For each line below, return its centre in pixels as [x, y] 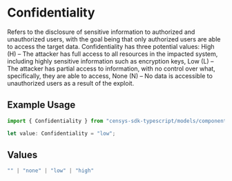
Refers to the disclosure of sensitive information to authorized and [101, 32]
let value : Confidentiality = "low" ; [61, 133]
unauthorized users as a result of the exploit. [71, 83]
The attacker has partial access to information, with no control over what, [111, 68]
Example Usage [41, 105]
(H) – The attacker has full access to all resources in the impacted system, [113, 54]
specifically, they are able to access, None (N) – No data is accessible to [110, 76]
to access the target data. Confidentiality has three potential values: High [111, 46]
